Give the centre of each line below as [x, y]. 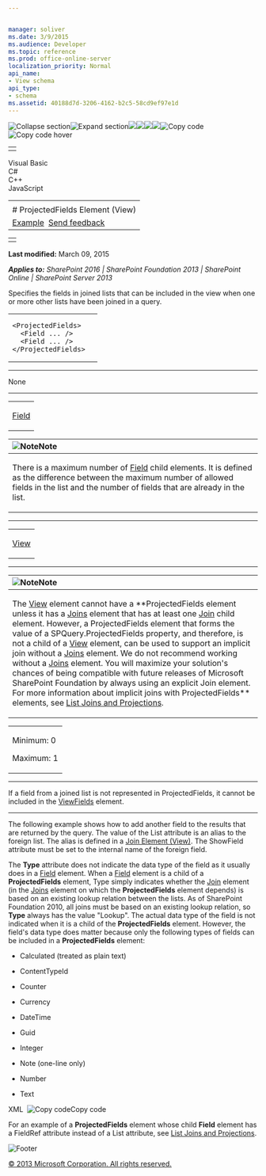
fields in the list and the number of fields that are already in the [129, 488]
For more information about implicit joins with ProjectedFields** [131, 693]
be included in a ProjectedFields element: [76, 941]
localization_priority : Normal [60, 67]
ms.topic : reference [42, 51]
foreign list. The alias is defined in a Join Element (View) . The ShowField [126, 841]
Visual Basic [28, 163]
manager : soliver [37, 29]
